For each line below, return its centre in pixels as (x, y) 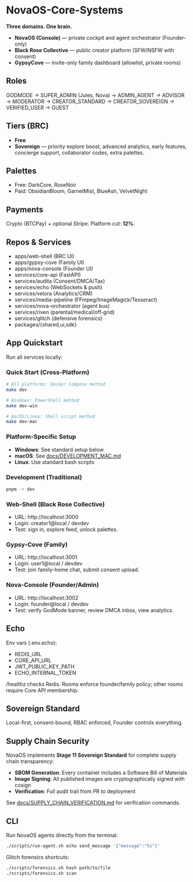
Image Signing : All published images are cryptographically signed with (99, 779)
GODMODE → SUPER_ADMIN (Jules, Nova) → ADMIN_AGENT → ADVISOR (95, 95)
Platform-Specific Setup (41, 437)
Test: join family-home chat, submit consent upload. (77, 570)
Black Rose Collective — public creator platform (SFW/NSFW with (94, 50)
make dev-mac (22, 422)
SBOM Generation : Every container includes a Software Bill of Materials (101, 773)
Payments (25, 209)
